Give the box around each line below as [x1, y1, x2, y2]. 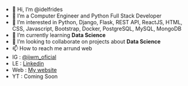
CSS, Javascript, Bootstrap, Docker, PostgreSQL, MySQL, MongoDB [11, 25, 182, 32]
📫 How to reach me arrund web [11, 45, 92, 51]
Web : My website [11, 67, 57, 73]
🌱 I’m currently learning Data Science [11, 31, 106, 39]
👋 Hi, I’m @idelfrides [11, 6, 63, 13]
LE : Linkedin [11, 60, 44, 67]
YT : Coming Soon [11, 73, 58, 80]
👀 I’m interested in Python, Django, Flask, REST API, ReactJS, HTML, [11, 19, 183, 25]
